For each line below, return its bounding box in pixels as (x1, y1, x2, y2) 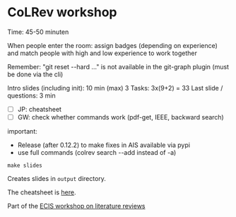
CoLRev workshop (7, 4, 117, 20)
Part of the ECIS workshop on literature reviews (7, 202, 146, 211)
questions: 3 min (7, 91, 56, 100)
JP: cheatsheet (17, 105, 62, 113)
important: (7, 127, 37, 136)
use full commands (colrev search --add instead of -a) (17, 148, 177, 157)
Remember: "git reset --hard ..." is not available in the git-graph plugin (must (7, 62, 230, 71)
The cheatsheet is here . (7, 188, 76, 197)
